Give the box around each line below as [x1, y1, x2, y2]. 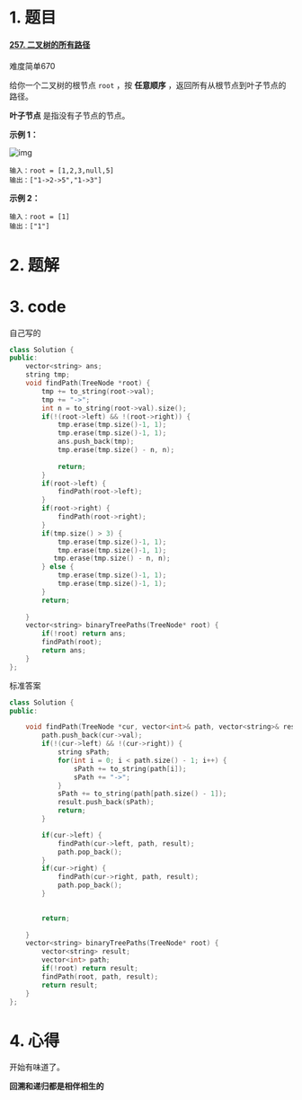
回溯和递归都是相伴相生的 [9, 1081, 104, 1092]
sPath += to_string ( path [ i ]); [73, 764, 187, 773]
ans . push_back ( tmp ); [57, 437, 135, 447]
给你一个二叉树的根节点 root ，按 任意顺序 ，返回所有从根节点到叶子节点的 [9, 80, 287, 91]
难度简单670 [9, 61, 56, 72]
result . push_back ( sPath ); [57, 798, 155, 807]
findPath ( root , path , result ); [41, 971, 159, 981]
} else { [41, 563, 75, 572]
